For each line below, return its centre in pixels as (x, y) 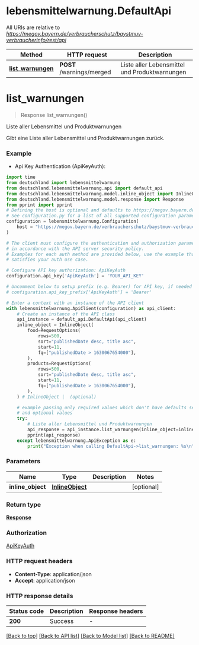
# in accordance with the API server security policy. (75, 249)
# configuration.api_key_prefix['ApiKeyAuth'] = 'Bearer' (79, 292)
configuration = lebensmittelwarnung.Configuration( (73, 222)
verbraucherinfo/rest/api (36, 40)
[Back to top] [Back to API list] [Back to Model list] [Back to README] (90, 636)
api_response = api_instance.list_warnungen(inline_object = (103, 430)
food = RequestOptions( (54, 331)
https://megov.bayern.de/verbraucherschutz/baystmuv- (75, 33)
